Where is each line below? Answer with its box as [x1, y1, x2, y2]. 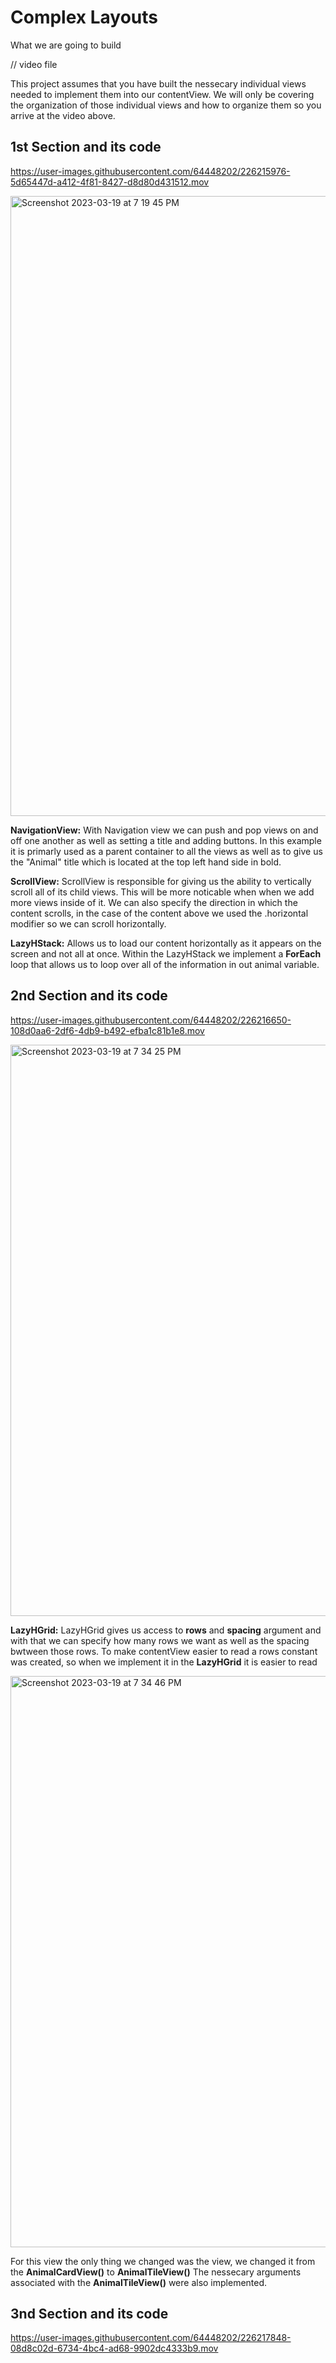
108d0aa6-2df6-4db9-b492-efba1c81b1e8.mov [10, 1024, 205, 1036]
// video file [10, 58, 58, 70]
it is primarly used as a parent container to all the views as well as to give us [10, 845, 323, 857]
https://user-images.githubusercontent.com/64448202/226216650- [10, 1014, 292, 1026]
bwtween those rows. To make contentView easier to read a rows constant [10, 1645, 318, 1657]
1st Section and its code [10, 139, 162, 156]
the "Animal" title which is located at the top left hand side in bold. [10, 856, 282, 868]
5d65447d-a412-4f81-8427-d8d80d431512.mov [10, 176, 210, 188]
